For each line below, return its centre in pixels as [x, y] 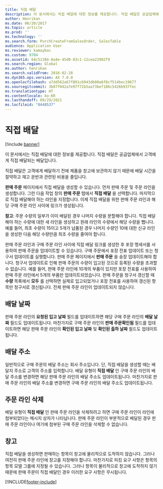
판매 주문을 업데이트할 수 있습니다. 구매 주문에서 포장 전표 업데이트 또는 [86, 250]
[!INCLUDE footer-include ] [31, 482]
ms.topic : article [24, 28]
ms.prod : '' [17, 32]
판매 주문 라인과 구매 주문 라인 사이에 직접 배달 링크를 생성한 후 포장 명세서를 [78, 244]
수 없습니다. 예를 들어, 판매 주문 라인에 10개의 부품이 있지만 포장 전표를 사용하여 [81, 269]
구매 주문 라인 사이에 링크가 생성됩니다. [47, 205]
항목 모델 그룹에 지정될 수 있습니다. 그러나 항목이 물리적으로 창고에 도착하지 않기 [81, 466]
